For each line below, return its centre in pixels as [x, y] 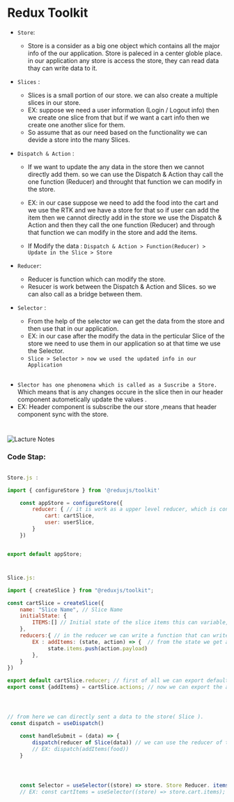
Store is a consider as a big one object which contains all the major [124, 45]
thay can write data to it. [62, 68]
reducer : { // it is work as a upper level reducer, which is [124, 509]
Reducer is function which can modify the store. [96, 279]
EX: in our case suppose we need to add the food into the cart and [123, 202]
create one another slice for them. [76, 124]
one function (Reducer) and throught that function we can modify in [125, 181]
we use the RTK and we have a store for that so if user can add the [123, 210]
